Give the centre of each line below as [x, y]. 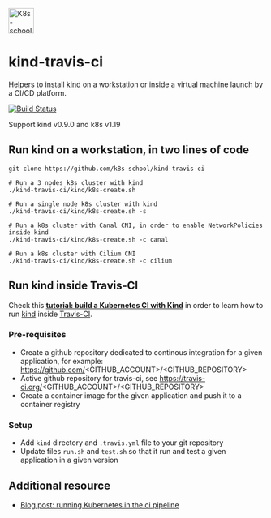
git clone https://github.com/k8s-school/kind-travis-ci [107, 169]
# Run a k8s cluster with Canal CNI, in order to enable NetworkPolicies [136, 225]
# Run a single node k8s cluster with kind [83, 204]
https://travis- [182, 378]
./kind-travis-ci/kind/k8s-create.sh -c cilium [90, 261]
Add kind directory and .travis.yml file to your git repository [122, 443]
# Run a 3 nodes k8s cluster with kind [76, 182]
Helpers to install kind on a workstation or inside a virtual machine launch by [136, 84]
